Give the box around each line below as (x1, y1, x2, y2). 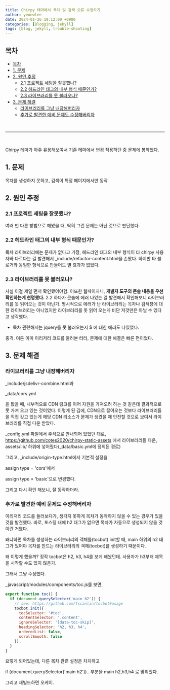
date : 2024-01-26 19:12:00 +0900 (5, 17, 76, 22)
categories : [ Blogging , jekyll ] (5, 21, 73, 27)
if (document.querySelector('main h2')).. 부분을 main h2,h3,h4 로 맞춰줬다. (5, 669, 158, 675)
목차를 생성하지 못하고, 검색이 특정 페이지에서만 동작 (5, 177, 108, 183)
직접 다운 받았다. (22, 420, 56, 426)
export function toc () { (5, 592, 58, 597)
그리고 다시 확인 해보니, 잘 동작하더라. (5, 487, 79, 493)
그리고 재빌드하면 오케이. (5, 679, 54, 685)
